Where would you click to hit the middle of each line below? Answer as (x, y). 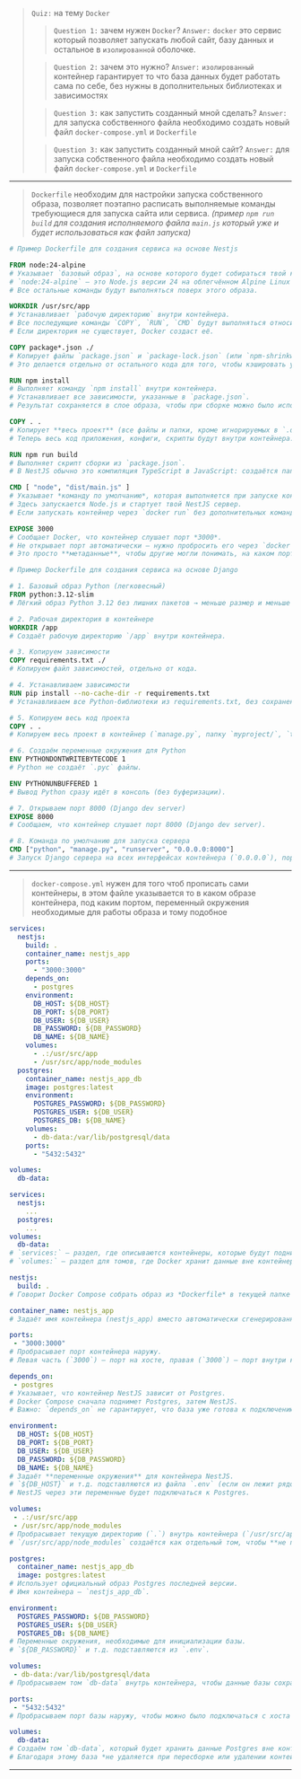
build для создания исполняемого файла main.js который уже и (155, 223)
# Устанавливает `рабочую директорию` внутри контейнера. (120, 315)
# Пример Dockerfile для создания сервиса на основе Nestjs (124, 249)
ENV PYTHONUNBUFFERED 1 (54, 784)
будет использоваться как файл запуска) (111, 232)
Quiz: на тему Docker (70, 13)
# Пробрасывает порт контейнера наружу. (86, 1352)
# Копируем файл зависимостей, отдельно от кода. (104, 669)
